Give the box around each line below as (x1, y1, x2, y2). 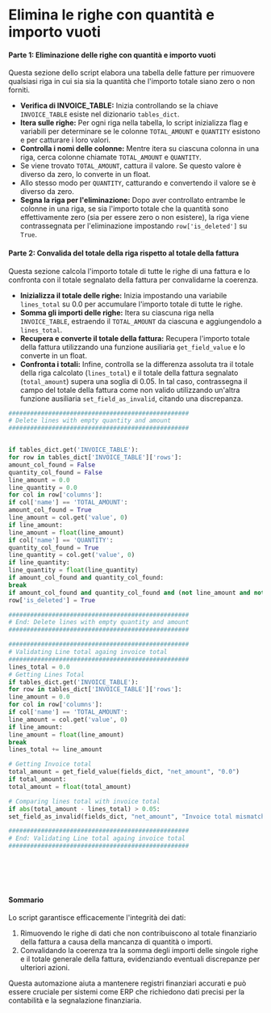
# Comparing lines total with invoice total (8, 797, 161, 805)
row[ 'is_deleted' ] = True (8, 596, 95, 604)
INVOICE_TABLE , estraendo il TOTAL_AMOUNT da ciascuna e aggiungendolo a (19, 316, 262, 326)
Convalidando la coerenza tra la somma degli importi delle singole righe (19, 946, 259, 956)
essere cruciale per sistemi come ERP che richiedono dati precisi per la (8, 987, 244, 997)
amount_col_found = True (8, 506, 92, 514)
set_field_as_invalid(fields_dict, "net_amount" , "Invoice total (8, 813, 232, 821)
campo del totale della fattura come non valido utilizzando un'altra (19, 385, 240, 395)
